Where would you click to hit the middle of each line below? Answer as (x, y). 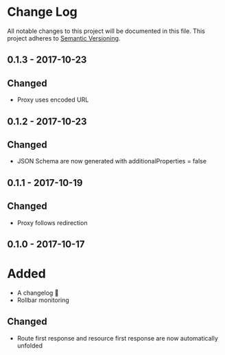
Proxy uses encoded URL (53, 100)
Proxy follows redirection (52, 222)
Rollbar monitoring (43, 300)
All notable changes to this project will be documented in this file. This (106, 31)
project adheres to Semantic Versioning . (64, 38)
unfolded (30, 345)
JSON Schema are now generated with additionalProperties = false (112, 161)
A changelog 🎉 (38, 293)
